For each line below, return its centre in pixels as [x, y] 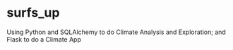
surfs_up [33, 13]
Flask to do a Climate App [44, 39]
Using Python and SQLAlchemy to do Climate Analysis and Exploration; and [116, 32]
